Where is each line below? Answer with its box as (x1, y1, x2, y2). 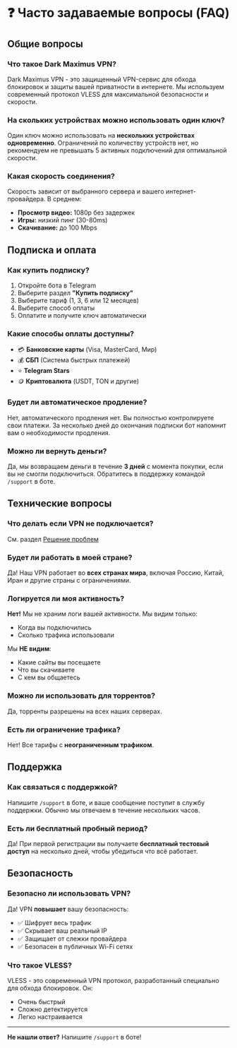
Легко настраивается (17, 1012, 83, 1020)
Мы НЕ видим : (7, 645, 51, 653)
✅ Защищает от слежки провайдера (17, 934, 127, 943)
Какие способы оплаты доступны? (7, 329, 135, 339)
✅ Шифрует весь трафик (17, 918, 92, 927)
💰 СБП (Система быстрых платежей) (17, 356, 130, 364)
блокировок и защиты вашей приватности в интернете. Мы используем (7, 82, 224, 91)
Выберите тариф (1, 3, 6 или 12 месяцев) (17, 297, 140, 305)
